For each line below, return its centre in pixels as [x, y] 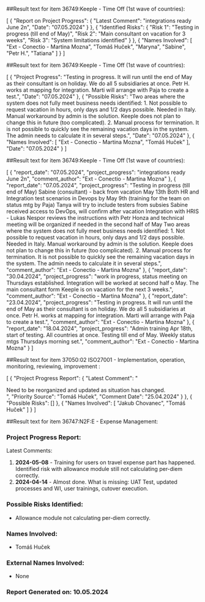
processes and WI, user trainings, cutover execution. [82, 489]
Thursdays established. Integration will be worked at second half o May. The [102, 283]
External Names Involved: [45, 563]
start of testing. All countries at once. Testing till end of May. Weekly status [101, 335]
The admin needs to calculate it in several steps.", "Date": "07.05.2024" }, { [100, 135]
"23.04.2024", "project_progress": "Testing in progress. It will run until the [99, 302]
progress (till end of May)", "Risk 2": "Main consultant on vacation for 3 [96, 34]
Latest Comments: [29, 451]
